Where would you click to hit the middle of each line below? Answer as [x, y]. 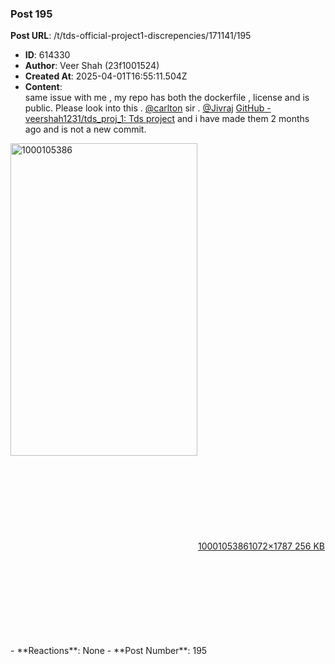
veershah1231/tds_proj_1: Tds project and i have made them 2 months [167, 119]
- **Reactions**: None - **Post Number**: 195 [109, 651]
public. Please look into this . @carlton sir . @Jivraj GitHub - [148, 108]
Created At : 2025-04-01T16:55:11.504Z [106, 76]
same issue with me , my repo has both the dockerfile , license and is [167, 98]
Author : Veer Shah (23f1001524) [92, 66]
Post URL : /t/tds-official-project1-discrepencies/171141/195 [131, 36]
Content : [43, 87]
